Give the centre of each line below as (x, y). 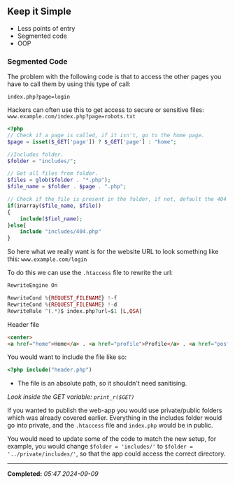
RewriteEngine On (33, 286)
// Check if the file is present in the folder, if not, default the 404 (117, 199)
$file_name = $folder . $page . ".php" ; (67, 187)
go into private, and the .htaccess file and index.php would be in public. (110, 426)
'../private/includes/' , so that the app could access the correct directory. (116, 454)
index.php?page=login (39, 97)
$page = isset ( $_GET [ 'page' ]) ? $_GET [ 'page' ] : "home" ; (92, 142)
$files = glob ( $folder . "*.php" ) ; (59, 180)
